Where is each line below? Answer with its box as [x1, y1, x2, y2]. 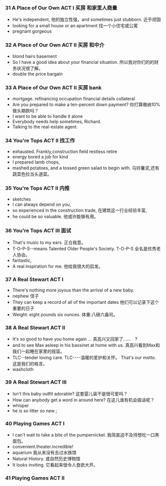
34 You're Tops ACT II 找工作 [5, 137, 75, 144]
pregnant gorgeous [12, 28, 52, 34]
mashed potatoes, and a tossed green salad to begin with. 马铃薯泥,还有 [12, 165, 160, 171]
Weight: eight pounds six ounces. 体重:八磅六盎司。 [12, 312, 118, 318]
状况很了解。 [16, 65, 43, 71]
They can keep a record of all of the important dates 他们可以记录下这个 [12, 299, 160, 305]
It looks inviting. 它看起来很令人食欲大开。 [12, 462, 98, 468]
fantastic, [12, 257, 32, 263]
